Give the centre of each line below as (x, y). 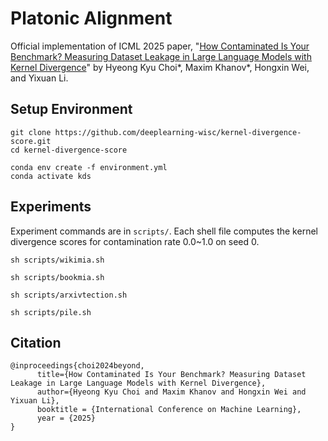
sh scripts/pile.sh (51, 312)
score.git (31, 141)
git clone (31, 132)
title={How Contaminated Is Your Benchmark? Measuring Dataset (171, 375)
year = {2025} (66, 418)
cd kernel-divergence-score (69, 150)
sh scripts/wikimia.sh (57, 260)
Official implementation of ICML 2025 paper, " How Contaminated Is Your (160, 46)
